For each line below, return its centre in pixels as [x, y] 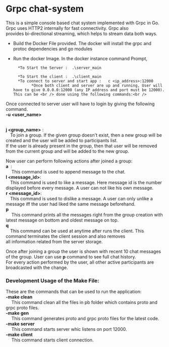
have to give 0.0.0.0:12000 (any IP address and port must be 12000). [89, 90]
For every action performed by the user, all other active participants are [80, 262]
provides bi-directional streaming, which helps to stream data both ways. [82, 33]
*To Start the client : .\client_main [60, 76]
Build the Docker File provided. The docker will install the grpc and [82, 43]
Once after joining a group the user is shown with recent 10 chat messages [83, 251]
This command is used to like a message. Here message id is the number [86, 182]
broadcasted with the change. [37, 267]
